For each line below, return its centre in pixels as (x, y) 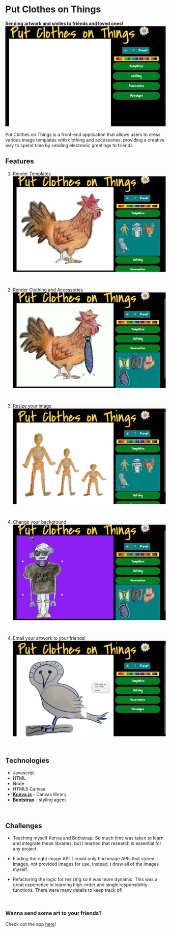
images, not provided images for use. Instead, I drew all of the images (86, 864)
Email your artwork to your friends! (49, 638)
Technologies (27, 760)
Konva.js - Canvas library (40, 795)
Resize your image (32, 406)
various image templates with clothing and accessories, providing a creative (85, 140)
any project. (25, 849)
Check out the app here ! (31, 924)
